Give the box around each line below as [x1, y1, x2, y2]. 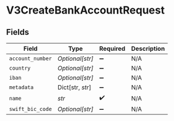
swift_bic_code [9, 106, 52, 112]
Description [131, 45, 165, 53]
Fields [6, 27, 30, 37]
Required [99, 45, 126, 53]
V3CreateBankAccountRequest [6, 4, 165, 17]
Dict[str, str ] [57, 83, 91, 91]
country [9, 65, 31, 71]
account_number [9, 55, 52, 62]
